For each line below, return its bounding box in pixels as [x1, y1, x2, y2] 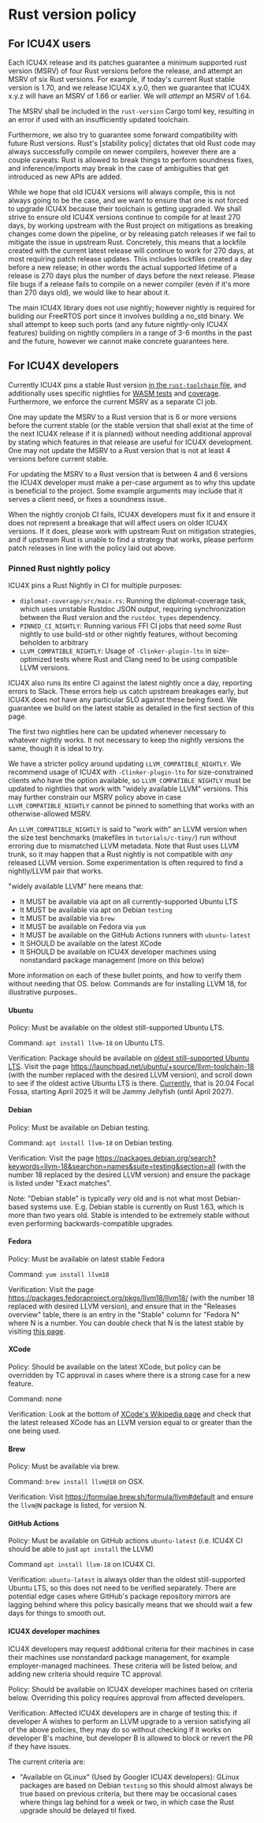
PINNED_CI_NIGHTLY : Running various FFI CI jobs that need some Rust [19, 621, 242, 631]
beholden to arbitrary [19, 638, 89, 648]
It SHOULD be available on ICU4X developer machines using [19, 947, 217, 956]
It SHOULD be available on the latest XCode [19, 939, 162, 949]
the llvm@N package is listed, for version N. [8, 1501, 147, 1510]
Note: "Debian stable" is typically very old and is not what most [8, 1194, 214, 1203]
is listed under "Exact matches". [8, 1178, 112, 1187]
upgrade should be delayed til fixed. [19, 1806, 136, 1815]
